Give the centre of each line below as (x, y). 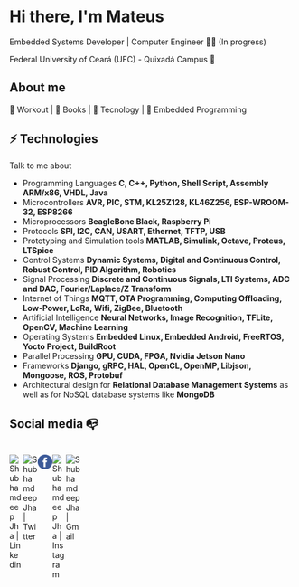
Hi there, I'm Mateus (87, 17)
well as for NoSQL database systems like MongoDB (118, 394)
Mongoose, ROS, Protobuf (73, 375)
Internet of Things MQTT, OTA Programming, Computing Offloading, (152, 298)
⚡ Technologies (54, 139)
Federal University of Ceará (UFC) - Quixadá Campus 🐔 (112, 59)
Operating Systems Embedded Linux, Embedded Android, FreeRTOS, (153, 336)
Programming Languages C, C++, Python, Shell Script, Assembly (145, 183)
